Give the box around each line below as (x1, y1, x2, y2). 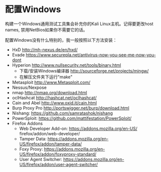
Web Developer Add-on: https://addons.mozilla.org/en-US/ (19, 126, 137, 131)
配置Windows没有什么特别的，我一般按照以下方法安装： (5, 37, 117, 43)
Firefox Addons (12, 120, 43, 126)
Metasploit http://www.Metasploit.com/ (12, 79, 91, 85)
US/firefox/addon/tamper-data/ (19, 141, 82, 147)
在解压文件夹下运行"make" (19, 74, 73, 80)
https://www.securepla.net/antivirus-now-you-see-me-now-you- (26, 52, 156, 57)
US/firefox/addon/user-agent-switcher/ (19, 161, 98, 167)
